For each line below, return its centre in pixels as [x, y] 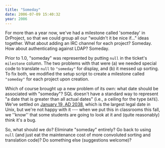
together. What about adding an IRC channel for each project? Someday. [79, 43]
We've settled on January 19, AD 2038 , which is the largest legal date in [78, 105]
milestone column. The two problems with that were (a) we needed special [81, 63]
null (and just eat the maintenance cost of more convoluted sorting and [78, 135]
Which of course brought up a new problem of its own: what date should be [82, 89]
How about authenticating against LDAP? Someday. [57, 49]
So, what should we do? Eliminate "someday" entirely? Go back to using [78, 130]
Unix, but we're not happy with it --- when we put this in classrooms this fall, [82, 110]
